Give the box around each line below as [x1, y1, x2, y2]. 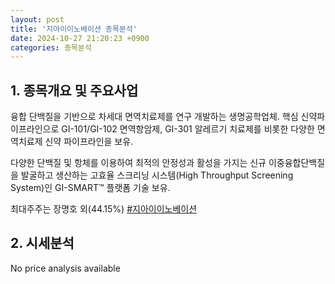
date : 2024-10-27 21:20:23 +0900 [10, 33, 150, 43]
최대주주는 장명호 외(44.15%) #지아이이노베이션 [10, 203, 198, 215]
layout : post [10, 14, 65, 25]
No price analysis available [10, 262, 121, 274]
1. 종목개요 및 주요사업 [10, 82, 139, 99]
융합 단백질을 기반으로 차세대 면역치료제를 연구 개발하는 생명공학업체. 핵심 [10, 111, 299, 123]
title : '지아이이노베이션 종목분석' [10, 24, 138, 34]
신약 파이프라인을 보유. [44, 136, 134, 148]
